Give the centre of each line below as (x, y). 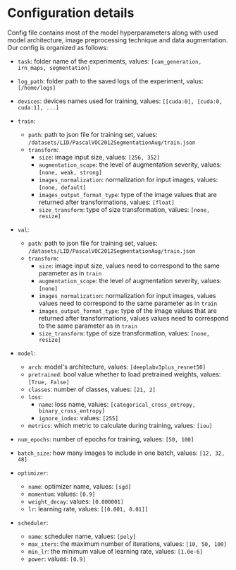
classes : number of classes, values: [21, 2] (92, 389)
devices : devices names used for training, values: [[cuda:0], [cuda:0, (120, 101)
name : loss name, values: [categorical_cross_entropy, (117, 404)
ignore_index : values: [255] (78, 417)
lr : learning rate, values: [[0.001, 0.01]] (88, 509)
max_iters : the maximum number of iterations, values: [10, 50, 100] (128, 544)
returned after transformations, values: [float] (106, 202)
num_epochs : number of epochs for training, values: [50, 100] (106, 439)
